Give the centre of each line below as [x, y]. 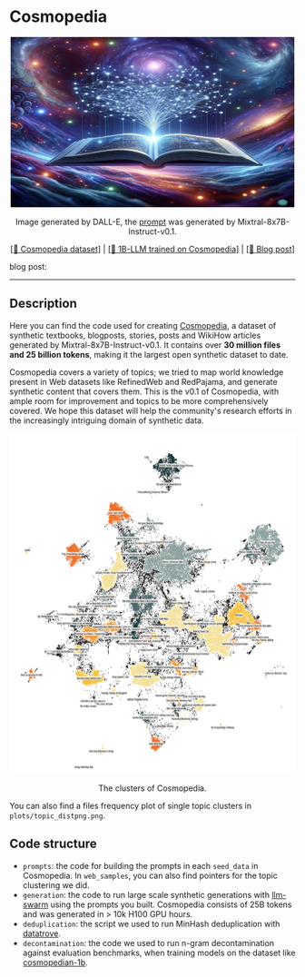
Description [43, 304]
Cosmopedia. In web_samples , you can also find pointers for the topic [150, 875]
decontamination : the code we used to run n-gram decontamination [148, 942]
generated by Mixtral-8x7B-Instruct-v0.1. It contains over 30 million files [145, 345]
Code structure [53, 844]
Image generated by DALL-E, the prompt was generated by [125, 222]
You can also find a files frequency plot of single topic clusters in [131, 805]
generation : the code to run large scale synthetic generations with [146, 894]
